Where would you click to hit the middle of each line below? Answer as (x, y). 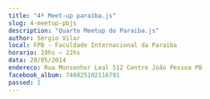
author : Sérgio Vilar (44, 38)
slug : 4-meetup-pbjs (43, 23)
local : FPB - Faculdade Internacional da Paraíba (93, 46)
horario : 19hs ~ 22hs (44, 53)
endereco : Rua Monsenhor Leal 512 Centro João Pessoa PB (105, 68)
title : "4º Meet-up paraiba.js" (62, 16)
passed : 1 (25, 82)
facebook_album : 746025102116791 (64, 75)
